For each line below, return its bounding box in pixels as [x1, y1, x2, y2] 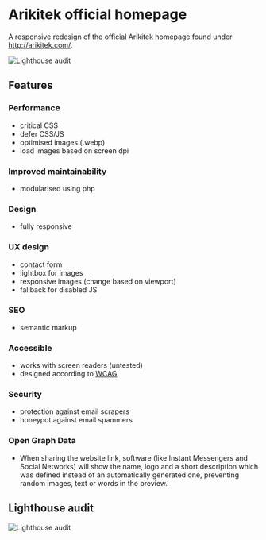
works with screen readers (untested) [19, 361, 143, 370]
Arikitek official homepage [8, 6, 187, 24]
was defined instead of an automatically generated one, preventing [19, 470, 240, 480]
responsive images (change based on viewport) [19, 276, 176, 286]
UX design [8, 241, 50, 253]
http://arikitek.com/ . [8, 40, 73, 49]
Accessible [8, 342, 53, 353]
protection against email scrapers [19, 407, 129, 416]
